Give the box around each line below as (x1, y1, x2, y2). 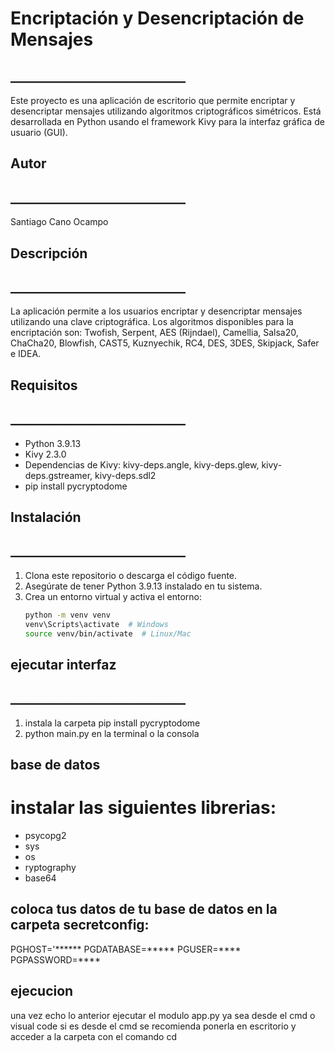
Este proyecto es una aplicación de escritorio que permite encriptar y (10, 95, 296, 106)
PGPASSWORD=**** (10, 953, 101, 966)
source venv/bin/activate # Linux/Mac (24, 628, 192, 639)
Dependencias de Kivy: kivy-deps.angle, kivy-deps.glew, (24, 458, 260, 471)
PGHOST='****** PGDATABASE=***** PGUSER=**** (10, 943, 242, 955)
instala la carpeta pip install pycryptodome (24, 717, 201, 729)
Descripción (10, 245, 88, 262)
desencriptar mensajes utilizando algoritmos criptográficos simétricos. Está (10, 105, 322, 117)
